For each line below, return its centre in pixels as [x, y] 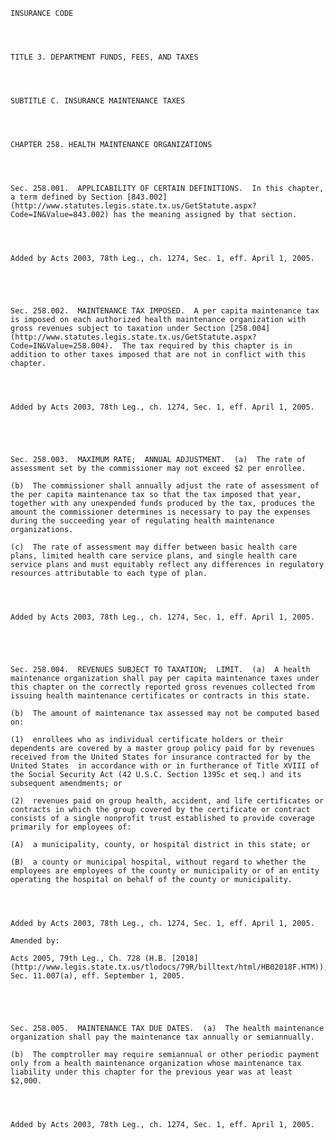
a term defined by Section [66, 197]
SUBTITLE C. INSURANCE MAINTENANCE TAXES [98, 101]
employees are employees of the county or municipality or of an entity [165, 871]
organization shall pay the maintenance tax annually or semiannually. [162, 1037]
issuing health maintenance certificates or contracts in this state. [160, 696]
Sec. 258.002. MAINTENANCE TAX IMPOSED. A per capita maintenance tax [165, 311]
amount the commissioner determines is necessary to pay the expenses [160, 512]
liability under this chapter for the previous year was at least [151, 1072]
